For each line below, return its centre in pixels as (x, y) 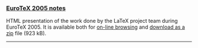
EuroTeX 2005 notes (36, 8)
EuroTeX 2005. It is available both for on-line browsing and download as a (96, 27)
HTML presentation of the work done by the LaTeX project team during (92, 21)
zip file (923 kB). (26, 33)
